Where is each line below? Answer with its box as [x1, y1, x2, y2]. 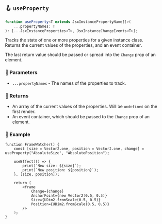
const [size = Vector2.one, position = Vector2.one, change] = [14, 147, 145, 151]
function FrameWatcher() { [5, 142, 60, 147]
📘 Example [5, 131, 31, 138]
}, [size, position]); [14, 172, 60, 177]
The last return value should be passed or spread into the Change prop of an [5, 52, 156, 57]
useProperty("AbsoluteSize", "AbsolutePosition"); [5, 150, 110, 156]
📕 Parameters [5, 69, 38, 76]
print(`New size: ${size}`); [22, 164, 81, 168]
